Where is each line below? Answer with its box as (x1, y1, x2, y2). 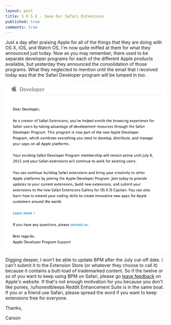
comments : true (5, 25, 38, 30)
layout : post (5, 8, 33, 13)
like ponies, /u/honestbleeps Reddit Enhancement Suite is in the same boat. (5, 284, 164, 290)
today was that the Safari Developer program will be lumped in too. (5, 72, 146, 78)
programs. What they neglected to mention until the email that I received (5, 67, 158, 73)
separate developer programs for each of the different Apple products (5, 55, 153, 62)
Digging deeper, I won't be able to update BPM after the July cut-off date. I (5, 257, 163, 263)
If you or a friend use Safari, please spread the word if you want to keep (5, 289, 157, 295)
